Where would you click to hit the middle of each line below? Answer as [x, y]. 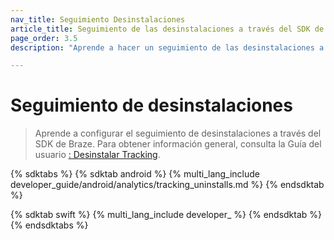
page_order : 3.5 [44, 38]
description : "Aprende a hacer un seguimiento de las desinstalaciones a [167, 47]
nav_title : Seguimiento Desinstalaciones [98, 19]
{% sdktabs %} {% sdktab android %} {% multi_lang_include [135, 174]
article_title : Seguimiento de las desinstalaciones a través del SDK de [167, 29]
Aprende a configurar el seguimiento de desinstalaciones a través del [178, 133]
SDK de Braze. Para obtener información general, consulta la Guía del [178, 144]
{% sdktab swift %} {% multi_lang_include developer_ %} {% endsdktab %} [166, 215]
